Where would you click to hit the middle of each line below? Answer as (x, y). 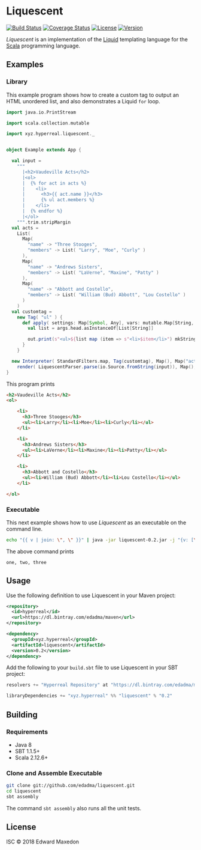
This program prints (31, 384)
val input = (27, 161)
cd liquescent (24, 791)
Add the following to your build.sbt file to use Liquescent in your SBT (92, 667)
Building (22, 715)
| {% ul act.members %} (58, 200)
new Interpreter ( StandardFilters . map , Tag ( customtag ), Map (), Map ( (99, 361)
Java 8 (23, 745)
